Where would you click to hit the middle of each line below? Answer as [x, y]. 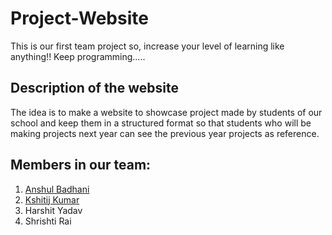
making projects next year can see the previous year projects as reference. [165, 133]
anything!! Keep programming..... [78, 56]
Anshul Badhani [57, 189]
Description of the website [94, 88]
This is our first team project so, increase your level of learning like [147, 46]
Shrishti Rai [48, 221]
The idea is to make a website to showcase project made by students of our [166, 112]
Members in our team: [81, 165]
